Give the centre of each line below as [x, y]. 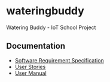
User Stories [30, 67]
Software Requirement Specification [59, 60]
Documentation [36, 46]
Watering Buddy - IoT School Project [51, 27]
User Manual [30, 73]
